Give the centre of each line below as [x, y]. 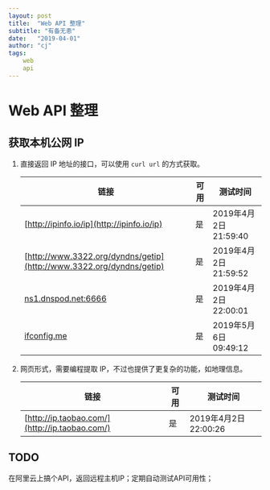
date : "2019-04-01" [45, 38]
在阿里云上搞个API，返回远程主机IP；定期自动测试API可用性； [111, 478]
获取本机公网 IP [46, 143]
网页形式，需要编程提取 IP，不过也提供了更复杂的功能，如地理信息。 [133, 368]
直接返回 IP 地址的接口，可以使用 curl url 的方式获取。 [112, 164]
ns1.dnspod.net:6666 [65, 298]
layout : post [30, 16]
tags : [17, 53]
